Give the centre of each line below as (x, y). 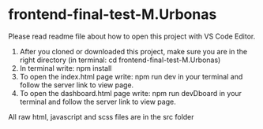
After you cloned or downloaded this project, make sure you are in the (133, 51)
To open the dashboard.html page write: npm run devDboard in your (131, 93)
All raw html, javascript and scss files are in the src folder (101, 116)
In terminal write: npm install (66, 68)
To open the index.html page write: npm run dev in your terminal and (131, 76)
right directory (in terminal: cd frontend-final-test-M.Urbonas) (120, 60)
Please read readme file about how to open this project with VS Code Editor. (132, 36)
